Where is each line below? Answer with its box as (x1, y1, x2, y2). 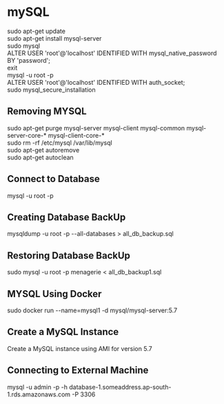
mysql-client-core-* (48, 131, 105, 139)
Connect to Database (7, 173, 100, 185)
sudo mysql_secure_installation (7, 85, 96, 94)
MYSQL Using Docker (7, 287, 102, 300)
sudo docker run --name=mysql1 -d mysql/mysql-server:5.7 (7, 306, 178, 314)
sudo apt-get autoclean (7, 153, 74, 161)
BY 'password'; (7, 56, 50, 64)
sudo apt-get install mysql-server (7, 34, 102, 42)
